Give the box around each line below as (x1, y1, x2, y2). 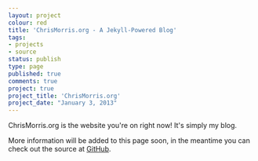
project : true (8, 84, 55, 93)
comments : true (8, 77, 58, 85)
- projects (8, 41, 44, 49)
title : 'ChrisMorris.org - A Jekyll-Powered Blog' (8, 26, 177, 34)
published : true (8, 70, 61, 78)
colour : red (8, 19, 47, 27)
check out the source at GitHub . (8, 145, 111, 154)
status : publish (8, 56, 61, 64)
